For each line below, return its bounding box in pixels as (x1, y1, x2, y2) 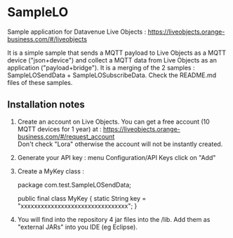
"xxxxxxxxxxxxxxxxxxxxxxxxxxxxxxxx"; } (17, 201, 138, 210)
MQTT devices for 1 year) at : (17, 124, 102, 133)
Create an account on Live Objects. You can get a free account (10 (17, 117, 211, 126)
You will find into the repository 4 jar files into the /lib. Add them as (17, 215, 211, 223)
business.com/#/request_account (17, 132, 115, 140)
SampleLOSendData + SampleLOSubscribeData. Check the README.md (7, 71, 217, 79)
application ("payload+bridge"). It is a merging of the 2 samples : (7, 63, 195, 72)
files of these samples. (7, 78, 73, 86)
